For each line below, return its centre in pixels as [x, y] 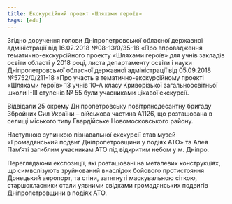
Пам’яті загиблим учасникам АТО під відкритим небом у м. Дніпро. [108, 149]
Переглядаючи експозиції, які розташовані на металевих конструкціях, [114, 163]
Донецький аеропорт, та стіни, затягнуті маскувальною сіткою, [102, 178]
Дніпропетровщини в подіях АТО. [57, 193]
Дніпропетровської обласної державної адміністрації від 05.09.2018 [109, 70]
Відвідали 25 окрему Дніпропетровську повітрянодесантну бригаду [109, 106]
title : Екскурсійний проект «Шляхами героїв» [74, 14]
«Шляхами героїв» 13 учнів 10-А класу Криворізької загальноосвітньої [113, 85]
